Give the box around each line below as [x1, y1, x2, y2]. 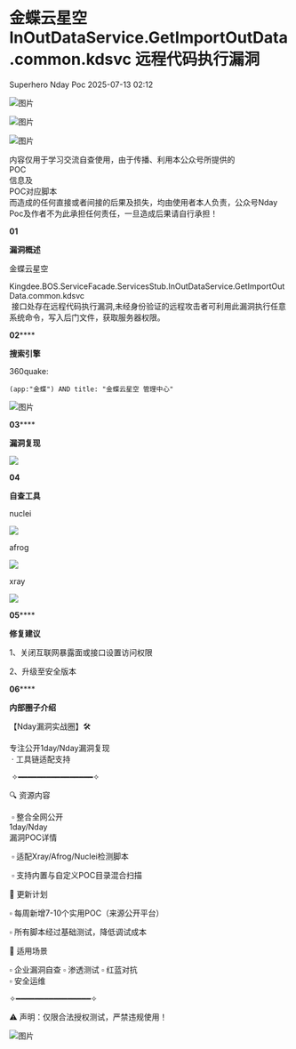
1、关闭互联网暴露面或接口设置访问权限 [9, 646, 153, 658]
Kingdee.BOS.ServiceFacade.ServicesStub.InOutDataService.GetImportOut [9, 281, 285, 292]
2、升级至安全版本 [9, 666, 77, 677]
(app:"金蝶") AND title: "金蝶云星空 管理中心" [9, 384, 174, 394]
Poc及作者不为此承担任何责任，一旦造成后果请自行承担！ [9, 208, 219, 219]
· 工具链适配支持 [11, 753, 71, 765]
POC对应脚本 [9, 186, 58, 196]
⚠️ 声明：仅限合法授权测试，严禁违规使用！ [9, 1011, 168, 1022]
